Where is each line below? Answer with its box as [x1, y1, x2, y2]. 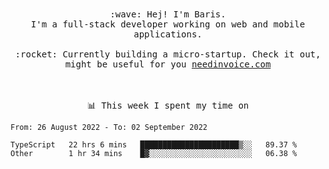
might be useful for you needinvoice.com [64, 59, 272, 70]
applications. [133, 29, 203, 40]
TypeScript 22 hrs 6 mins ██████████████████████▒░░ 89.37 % [10, 140, 298, 150]
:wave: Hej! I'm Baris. [109, 9, 227, 20]
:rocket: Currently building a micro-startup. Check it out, [14, 49, 322, 60]
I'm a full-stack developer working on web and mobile [30, 19, 306, 30]
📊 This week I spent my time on [86, 100, 250, 111]
